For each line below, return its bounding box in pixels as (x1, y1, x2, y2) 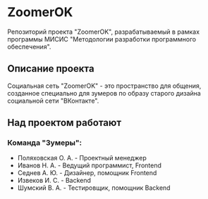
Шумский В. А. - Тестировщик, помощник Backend (17, 184, 171, 192)
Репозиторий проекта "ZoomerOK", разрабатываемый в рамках (7, 27, 200, 36)
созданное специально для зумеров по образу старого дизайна (7, 89, 201, 97)
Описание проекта (7, 63, 94, 75)
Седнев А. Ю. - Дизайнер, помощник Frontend (17, 169, 157, 177)
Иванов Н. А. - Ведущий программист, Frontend (17, 161, 162, 169)
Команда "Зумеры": (7, 138, 82, 148)
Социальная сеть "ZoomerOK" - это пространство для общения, (7, 82, 202, 90)
